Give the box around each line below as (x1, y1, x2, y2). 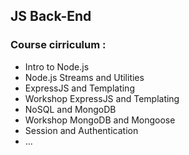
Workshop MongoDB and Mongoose (24, 114, 176, 126)
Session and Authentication (24, 124, 139, 136)
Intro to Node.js (24, 60, 90, 73)
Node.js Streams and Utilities (24, 71, 145, 83)
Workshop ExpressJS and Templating (24, 92, 180, 104)
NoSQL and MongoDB (24, 103, 117, 115)
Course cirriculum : (10, 38, 107, 52)
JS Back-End (10, 8, 92, 25)
